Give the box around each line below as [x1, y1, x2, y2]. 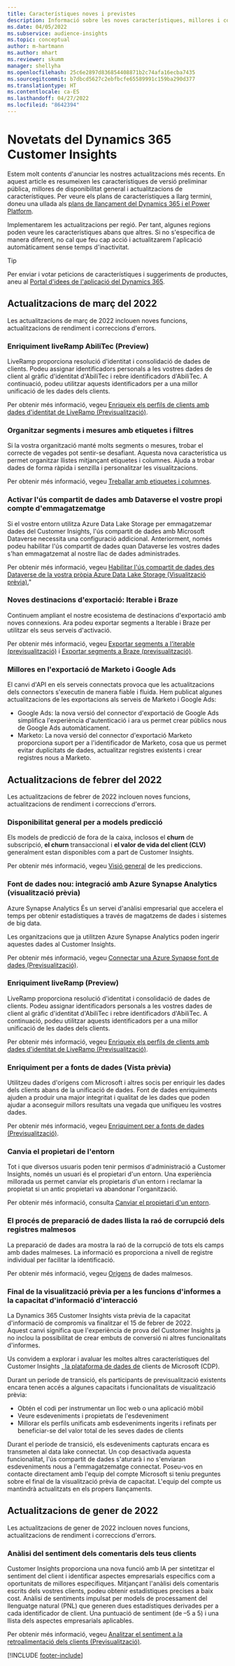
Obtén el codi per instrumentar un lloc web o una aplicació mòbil [17, 1404, 204, 1412]
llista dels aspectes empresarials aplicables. [7, 1616, 134, 1625]
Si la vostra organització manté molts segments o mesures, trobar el [7, 441, 204, 450]
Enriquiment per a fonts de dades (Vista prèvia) [7, 1062, 171, 1072]
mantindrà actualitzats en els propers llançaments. [7, 1485, 152, 1493]
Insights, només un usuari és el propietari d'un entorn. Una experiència [7, 1170, 212, 1178]
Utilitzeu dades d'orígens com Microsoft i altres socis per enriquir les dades [7, 1078, 225, 1087]
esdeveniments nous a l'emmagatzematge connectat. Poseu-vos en [7, 1462, 203, 1471]
